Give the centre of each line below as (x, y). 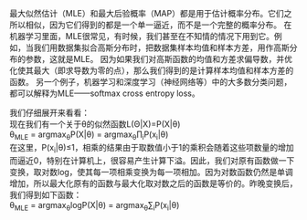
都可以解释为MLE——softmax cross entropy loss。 (105, 93)
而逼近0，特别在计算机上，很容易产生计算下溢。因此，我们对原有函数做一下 (152, 160)
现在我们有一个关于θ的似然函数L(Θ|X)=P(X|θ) (95, 124)
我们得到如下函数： (46, 194)
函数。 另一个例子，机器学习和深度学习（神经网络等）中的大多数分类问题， (151, 82)
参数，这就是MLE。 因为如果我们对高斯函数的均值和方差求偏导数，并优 (159, 59)
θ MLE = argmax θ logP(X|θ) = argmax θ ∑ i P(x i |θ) (95, 206)
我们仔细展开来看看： (49, 113)
